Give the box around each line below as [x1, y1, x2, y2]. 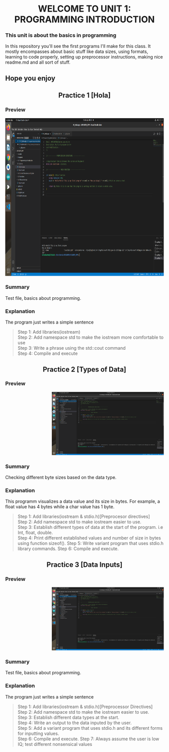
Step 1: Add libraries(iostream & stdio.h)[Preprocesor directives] [17, 513, 150, 520]
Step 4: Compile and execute [17, 350, 78, 356]
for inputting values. [17, 730, 59, 736]
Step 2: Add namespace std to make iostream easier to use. [17, 519, 142, 525]
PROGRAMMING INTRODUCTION [14, 14, 155, 25]
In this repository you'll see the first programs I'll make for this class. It [5, 43, 151, 49]
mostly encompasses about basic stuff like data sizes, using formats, [5, 48, 148, 55]
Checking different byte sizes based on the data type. [5, 474, 117, 480]
